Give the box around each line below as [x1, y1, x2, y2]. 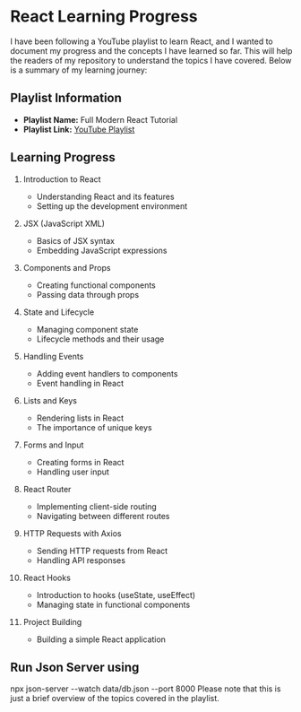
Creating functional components [36, 280, 156, 291]
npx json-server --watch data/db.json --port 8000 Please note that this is [10, 683, 281, 694]
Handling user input [36, 466, 110, 477]
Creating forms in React [36, 456, 125, 467]
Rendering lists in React [36, 412, 125, 423]
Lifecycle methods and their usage [36, 334, 165, 344]
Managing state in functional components [36, 599, 191, 610]
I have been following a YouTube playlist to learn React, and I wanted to [10, 36, 273, 47]
